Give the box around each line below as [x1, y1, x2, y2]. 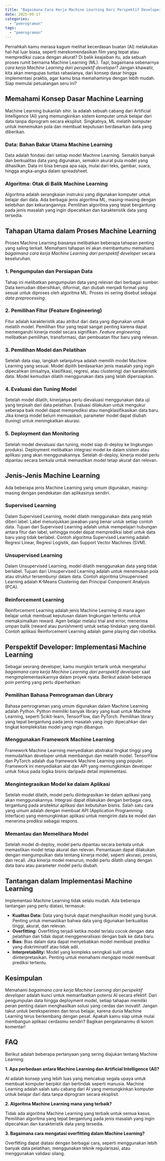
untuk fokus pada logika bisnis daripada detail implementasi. [5, 768, 128, 774]
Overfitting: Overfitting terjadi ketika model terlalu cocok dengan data [12, 928, 155, 934]
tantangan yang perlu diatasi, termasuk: [5, 903, 86, 909]
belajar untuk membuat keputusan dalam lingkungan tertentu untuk [5, 613, 141, 619]
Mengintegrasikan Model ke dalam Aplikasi [5, 781, 110, 787]
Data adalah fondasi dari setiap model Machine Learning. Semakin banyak [5, 152, 155, 158]
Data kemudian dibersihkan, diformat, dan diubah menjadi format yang [5, 284, 148, 290]
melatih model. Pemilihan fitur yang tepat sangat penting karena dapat [5, 324, 147, 330]
